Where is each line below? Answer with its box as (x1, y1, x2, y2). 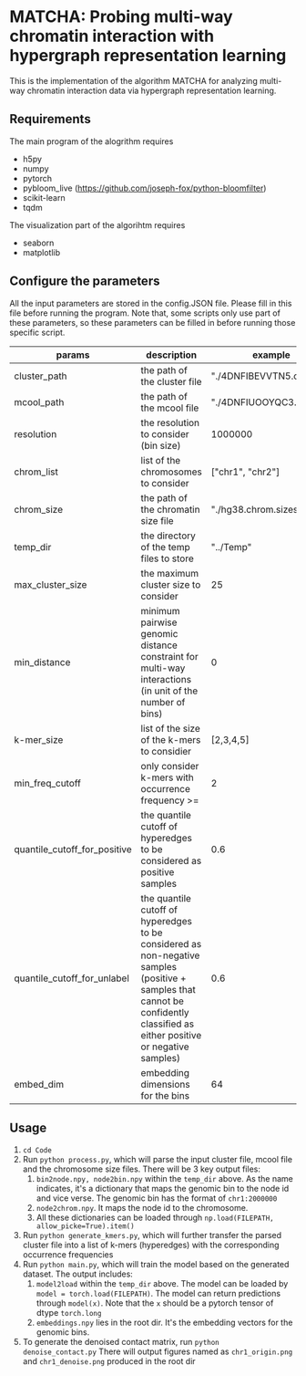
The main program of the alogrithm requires (9, 135, 174, 147)
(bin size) (140, 439, 181, 452)
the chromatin (140, 503, 200, 516)
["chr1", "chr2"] (210, 465, 280, 478)
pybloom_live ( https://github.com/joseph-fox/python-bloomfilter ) (22, 182, 267, 193)
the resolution (140, 416, 200, 429)
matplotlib (22, 246, 61, 257)
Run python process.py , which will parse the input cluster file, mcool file (22, 1154, 293, 1165)
